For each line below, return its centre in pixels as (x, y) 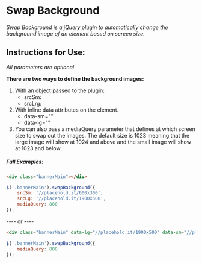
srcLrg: (33, 103)
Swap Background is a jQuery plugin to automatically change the (87, 27)
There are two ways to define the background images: (75, 78)
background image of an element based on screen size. (76, 33)
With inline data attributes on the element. (67, 110)
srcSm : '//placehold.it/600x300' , (60, 193)
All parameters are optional (40, 67)
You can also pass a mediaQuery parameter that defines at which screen (105, 129)
